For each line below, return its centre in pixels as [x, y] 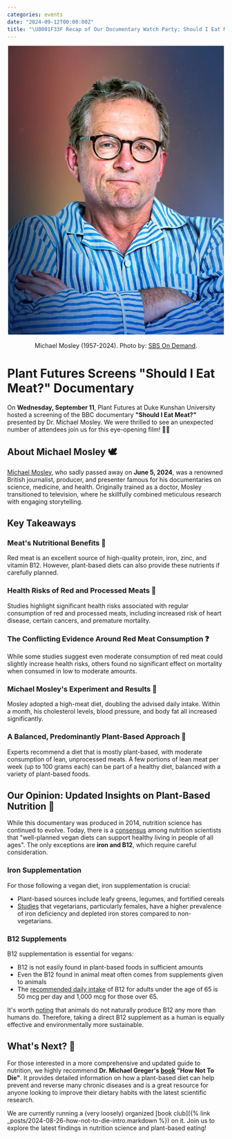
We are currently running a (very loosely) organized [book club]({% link [109, 1113]
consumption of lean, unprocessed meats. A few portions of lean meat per [113, 759]
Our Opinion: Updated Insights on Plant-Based [109, 795]
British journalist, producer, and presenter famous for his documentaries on [114, 479]
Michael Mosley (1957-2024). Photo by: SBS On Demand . [116, 345]
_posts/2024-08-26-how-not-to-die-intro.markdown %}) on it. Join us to [111, 1120]
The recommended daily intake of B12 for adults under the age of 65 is [118, 989]
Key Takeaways [42, 523]
